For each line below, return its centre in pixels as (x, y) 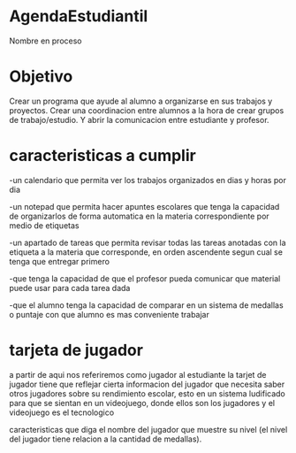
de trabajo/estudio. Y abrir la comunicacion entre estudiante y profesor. (139, 119)
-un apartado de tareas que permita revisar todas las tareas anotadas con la (148, 242)
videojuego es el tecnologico (62, 412)
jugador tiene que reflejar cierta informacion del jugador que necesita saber (147, 384)
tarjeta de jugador (76, 350)
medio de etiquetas (44, 225)
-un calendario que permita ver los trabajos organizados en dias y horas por (148, 180)
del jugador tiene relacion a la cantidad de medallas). (106, 439)
